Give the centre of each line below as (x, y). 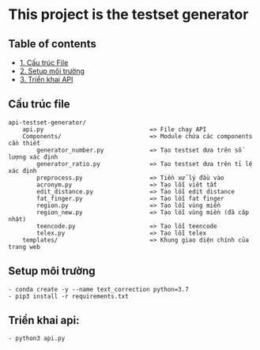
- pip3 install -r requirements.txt (68, 296)
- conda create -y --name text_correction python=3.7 (99, 289)
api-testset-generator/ (47, 122)
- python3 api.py (37, 339)
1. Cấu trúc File (44, 62)
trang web (24, 247)
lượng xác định (33, 157)
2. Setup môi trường (52, 71)
